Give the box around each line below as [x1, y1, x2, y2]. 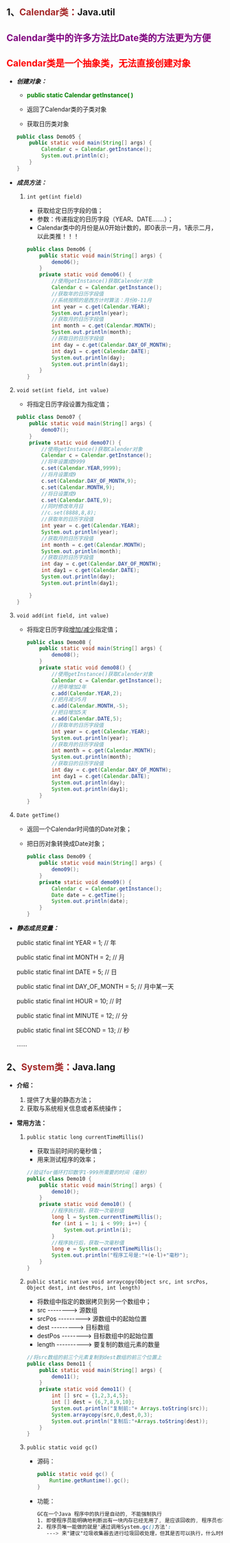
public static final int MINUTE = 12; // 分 [16, 1011, 128, 1020]
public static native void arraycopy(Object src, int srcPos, [26, 1278, 209, 1285]
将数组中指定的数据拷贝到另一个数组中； [36, 1297, 152, 1305]
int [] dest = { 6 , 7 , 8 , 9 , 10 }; [51, 1399, 135, 1406]
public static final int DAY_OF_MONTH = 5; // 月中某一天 [16, 983, 174, 991]
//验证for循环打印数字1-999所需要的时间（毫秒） [26, 1169, 150, 1176]
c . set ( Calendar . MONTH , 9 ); [41, 483, 115, 491]
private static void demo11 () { [39, 1386, 132, 1393]
